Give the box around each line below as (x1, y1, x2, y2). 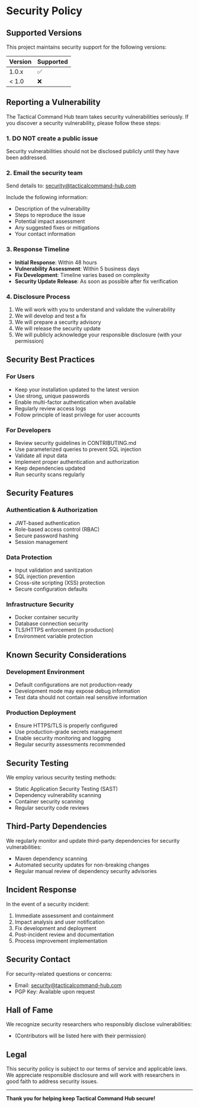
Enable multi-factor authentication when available (14, 399, 136, 406)
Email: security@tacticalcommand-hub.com (14, 982, 122, 989)
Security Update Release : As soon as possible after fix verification (14, 278, 178, 285)
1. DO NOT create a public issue (6, 134, 98, 142)
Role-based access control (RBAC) (14, 526, 100, 533)
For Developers (6, 426, 52, 434)
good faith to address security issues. (6, 1078, 98, 1085)
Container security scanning (14, 798, 84, 805)
